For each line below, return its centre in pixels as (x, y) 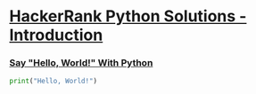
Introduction (56, 35)
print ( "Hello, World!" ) (54, 82)
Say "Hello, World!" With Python (81, 63)
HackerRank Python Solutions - (128, 16)
